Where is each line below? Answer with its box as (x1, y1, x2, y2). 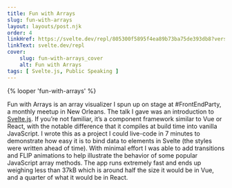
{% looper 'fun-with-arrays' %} (7, 87, 97, 95)
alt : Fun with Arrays (19, 61, 81, 68)
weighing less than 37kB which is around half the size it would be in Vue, (7, 166, 214, 174)
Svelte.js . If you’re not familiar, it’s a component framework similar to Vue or (7, 114, 222, 123)
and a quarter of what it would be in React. (7, 173, 128, 181)
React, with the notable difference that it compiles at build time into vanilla (7, 122, 217, 130)
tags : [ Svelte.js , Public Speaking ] (7, 67, 119, 74)
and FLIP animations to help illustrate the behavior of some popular (7, 151, 198, 159)
